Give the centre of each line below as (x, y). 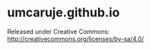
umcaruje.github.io (63, 13)
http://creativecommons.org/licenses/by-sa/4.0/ (75, 38)
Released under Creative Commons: (59, 32)
